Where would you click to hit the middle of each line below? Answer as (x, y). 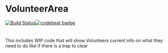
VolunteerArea (37, 9)
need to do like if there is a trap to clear (47, 46)
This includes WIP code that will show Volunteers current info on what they (84, 40)
